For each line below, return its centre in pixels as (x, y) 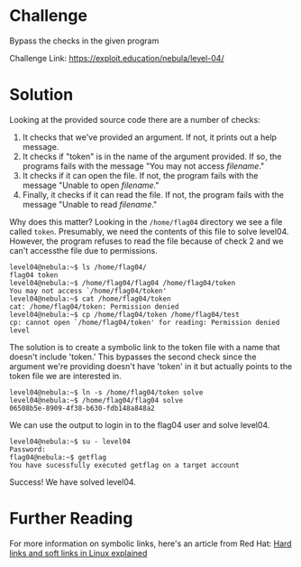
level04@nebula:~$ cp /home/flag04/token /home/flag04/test (125, 314)
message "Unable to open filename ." (91, 185)
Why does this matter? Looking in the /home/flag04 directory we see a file (146, 221)
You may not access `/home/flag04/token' (88, 291)
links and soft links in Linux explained (78, 553)
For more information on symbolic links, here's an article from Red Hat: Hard (150, 544)
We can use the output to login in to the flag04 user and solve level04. (140, 424)
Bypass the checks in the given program (84, 41)
